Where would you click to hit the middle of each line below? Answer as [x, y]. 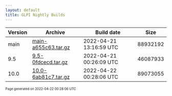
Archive [55, 32]
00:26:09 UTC [101, 62]
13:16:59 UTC [101, 47]
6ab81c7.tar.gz [51, 76]
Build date [108, 32]
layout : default [23, 10]
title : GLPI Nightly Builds [35, 15]
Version [18, 32]
